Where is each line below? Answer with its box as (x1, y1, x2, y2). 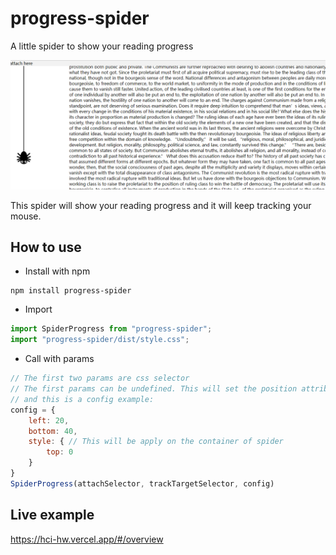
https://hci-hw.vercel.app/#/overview (10, 533, 164, 545)
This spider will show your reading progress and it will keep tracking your (10, 199, 312, 211)
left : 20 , (28, 415, 70, 426)
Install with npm (24, 265, 91, 277)
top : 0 (46, 447, 74, 457)
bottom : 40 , (28, 426, 78, 436)
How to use (10, 239, 82, 256)
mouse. (10, 210, 42, 222)
